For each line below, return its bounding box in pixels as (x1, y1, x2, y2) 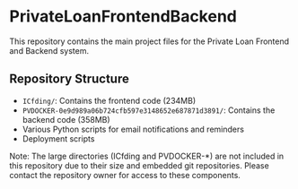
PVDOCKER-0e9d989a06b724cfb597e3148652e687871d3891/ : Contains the (22, 105, 276, 116)
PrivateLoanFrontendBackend (9, 6, 238, 27)
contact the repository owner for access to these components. (9, 169, 241, 180)
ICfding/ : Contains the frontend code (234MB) (22, 95, 196, 106)
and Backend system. (9, 45, 90, 56)
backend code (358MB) (22, 114, 110, 125)
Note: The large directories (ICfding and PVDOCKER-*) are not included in (9, 150, 285, 161)
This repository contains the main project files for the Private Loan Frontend (9, 36, 290, 47)
